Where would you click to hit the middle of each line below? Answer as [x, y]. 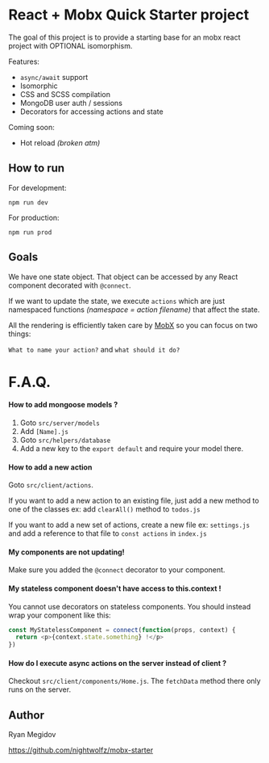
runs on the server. [39, 689]
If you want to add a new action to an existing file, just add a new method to [134, 501]
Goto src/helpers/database [65, 440]
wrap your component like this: [60, 615]
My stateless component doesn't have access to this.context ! [115, 588]
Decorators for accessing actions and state [91, 112]
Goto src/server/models [60, 423]
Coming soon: [31, 127]
